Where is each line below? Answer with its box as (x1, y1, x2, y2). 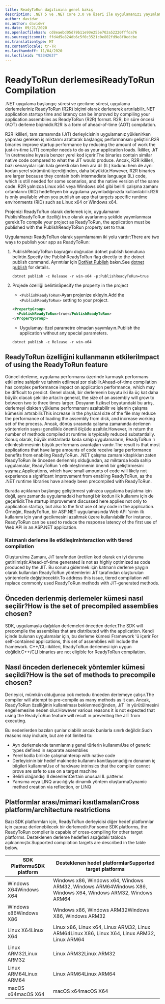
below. (5, 845, 19, 851)
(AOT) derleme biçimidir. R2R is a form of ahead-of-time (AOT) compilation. (5, 122, 157, 128)
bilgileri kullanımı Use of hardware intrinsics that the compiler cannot (12, 763, 150, 769)
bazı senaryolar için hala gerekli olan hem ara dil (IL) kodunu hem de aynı (5, 163, 153, 169)
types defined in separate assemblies (12, 747, 88, 753)
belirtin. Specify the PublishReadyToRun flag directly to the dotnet (12, 254, 145, 260)
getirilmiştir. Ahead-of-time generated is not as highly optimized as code (5, 559, 151, 565)
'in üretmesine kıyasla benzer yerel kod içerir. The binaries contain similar (5, 152, 153, 158)
